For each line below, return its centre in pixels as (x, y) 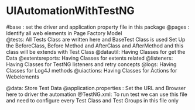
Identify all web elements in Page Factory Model (64, 33)
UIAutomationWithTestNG (70, 11)
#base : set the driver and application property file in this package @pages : (98, 27)
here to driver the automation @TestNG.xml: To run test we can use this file (97, 94)
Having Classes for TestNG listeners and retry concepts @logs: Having (91, 64)
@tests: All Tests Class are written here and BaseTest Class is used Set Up (96, 39)
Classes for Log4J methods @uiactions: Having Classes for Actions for (92, 70)
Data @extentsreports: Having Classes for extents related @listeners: (90, 58)
